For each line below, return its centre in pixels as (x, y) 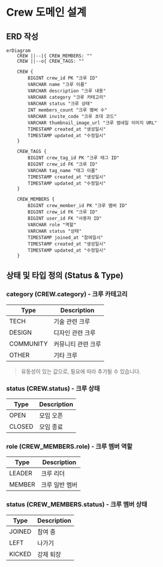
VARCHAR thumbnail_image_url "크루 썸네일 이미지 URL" (93, 123)
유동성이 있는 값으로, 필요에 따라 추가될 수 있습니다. (81, 371)
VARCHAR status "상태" (55, 231)
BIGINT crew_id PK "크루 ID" (63, 78)
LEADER (21, 473)
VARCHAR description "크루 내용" (67, 91)
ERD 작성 (22, 36)
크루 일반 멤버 (59, 485)
